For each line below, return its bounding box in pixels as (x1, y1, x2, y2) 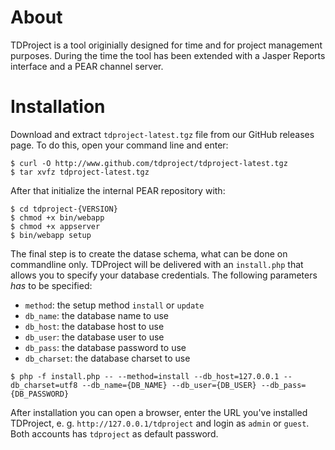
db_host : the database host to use (24, 320, 165, 332)
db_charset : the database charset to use (24, 352, 191, 364)
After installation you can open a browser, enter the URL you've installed (10, 406, 308, 418)
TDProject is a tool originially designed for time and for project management (10, 39, 323, 51)
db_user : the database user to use (24, 331, 165, 343)
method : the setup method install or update (24, 299, 205, 311)
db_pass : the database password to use (24, 341, 187, 353)
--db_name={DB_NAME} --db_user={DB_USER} (81, 380, 257, 390)
